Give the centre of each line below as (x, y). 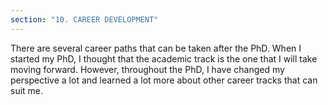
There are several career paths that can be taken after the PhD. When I (156, 48)
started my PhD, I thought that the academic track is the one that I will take (164, 58)
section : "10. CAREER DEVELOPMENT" (84, 19)
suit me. (27, 90)
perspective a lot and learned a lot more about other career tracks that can (164, 80)
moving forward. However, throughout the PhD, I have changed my (147, 69)
